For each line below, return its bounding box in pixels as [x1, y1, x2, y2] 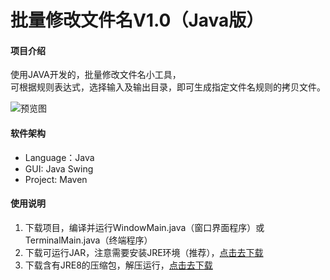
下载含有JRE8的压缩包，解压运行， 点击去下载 [24, 259, 213, 271]
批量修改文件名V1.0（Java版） [10, 9, 265, 32]
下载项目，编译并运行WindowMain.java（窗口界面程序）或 [24, 221, 265, 233]
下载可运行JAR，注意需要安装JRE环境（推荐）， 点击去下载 [24, 246, 264, 258]
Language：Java [24, 151, 95, 163]
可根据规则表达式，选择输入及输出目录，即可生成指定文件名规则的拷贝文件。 [10, 81, 326, 93]
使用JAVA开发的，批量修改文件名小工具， [10, 69, 182, 81]
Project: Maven [24, 173, 88, 185]
